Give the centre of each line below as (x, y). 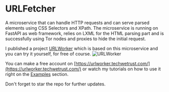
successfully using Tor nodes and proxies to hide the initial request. (76, 39)
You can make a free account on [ (40, 63)
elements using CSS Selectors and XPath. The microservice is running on (82, 28)
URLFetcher (30, 9)
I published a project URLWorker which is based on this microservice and (82, 48)
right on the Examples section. (37, 74)
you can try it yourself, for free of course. (48, 54)
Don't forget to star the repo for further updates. (55, 84)
